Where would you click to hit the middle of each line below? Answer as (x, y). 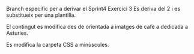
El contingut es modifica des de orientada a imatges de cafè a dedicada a (97, 27)
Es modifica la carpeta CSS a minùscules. (58, 45)
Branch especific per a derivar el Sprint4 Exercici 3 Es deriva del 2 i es (93, 9)
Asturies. (17, 33)
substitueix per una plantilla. (41, 15)
